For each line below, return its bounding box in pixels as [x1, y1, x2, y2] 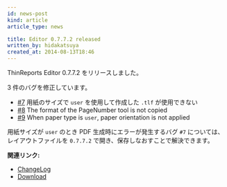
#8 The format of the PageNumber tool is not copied [17, 106, 168, 114]
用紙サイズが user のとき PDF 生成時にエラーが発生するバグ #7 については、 [7, 128, 224, 136]
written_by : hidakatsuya [7, 42, 79, 49]
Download [17, 172, 47, 181]
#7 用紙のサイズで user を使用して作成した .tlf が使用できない [17, 98, 198, 106]
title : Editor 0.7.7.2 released [7, 35, 101, 42]
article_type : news [7, 23, 64, 30]
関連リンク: [7, 151, 40, 159]
